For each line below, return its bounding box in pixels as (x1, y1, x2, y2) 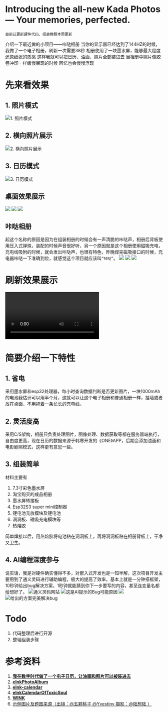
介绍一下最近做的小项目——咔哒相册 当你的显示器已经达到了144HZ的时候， (5, 41, 160, 47)
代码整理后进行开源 (12, 630, 52, 636)
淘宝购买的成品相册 (12, 491, 52, 497)
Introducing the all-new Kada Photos (5, 4, 161, 15)
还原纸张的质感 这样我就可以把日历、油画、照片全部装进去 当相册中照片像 (5, 54, 156, 60)
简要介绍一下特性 (5, 352, 76, 364)
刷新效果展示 (5, 275, 58, 286)
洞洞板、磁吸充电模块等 (12, 516, 61, 522)
